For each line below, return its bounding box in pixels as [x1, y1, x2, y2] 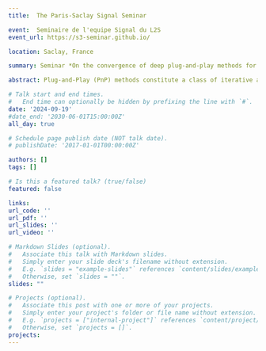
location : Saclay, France [8, 48, 93, 55]
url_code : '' [8, 207, 51, 215]
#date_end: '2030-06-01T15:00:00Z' [8, 113, 126, 120]
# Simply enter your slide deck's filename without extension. [8, 258, 228, 265]
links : [8, 199, 30, 207]
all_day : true [8, 120, 55, 128]
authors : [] [8, 156, 47, 164]
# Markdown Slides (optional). [8, 243, 112, 251]
